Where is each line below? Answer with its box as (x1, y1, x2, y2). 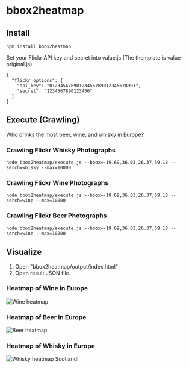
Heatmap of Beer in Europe (6, 313, 87, 321)
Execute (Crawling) (6, 115, 80, 125)
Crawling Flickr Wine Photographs (6, 179, 109, 187)
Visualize (6, 247, 42, 257)
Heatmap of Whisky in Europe (6, 341, 95, 350)
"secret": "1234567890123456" (17, 88, 93, 94)
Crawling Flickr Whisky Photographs (6, 146, 116, 154)
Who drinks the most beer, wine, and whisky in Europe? (6, 131, 144, 138)
